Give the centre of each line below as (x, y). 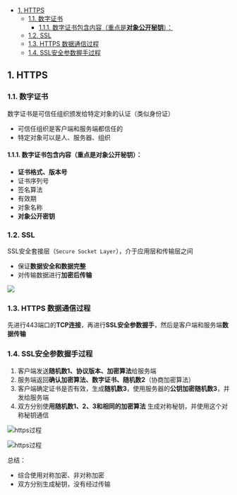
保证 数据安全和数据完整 (51, 266)
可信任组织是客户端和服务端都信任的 (70, 128)
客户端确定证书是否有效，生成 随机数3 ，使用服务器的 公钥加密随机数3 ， (120, 388)
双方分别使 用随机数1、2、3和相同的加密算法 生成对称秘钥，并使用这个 (120, 406)
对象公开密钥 (36, 216)
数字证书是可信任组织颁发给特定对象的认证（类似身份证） (91, 113)
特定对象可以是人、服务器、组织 (64, 137)
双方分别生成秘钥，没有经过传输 (64, 484)
